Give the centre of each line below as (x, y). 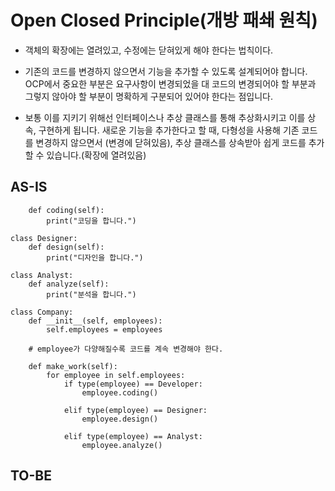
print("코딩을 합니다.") (91, 221)
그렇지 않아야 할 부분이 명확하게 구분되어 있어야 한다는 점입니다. (148, 96)
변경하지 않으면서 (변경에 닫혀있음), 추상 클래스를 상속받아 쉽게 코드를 (171, 142)
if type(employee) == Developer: (133, 384)
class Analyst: (42, 275)
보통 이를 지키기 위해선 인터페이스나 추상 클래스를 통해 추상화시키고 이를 (165, 117)
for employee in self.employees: (116, 375)
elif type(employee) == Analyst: (133, 436)
